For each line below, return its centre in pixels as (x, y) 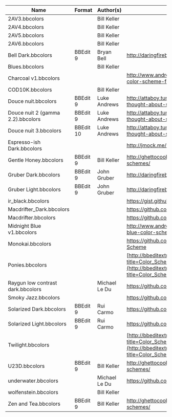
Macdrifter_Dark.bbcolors (39, 209)
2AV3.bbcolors (26, 19)
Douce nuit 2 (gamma (34, 113)
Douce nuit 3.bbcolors (35, 131)
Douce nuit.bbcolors (32, 101)
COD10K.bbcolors (30, 90)
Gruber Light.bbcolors (34, 190)
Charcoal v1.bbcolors (34, 78)
